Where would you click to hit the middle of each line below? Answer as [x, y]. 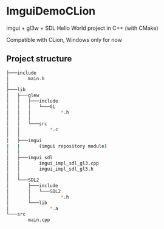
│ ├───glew [23, 95]
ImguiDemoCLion [51, 11]
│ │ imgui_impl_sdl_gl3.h [50, 169]
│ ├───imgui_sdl [29, 157]
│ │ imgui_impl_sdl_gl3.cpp [53, 163]
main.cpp [39, 220]
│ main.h [26, 78]
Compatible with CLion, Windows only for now [64, 39]
